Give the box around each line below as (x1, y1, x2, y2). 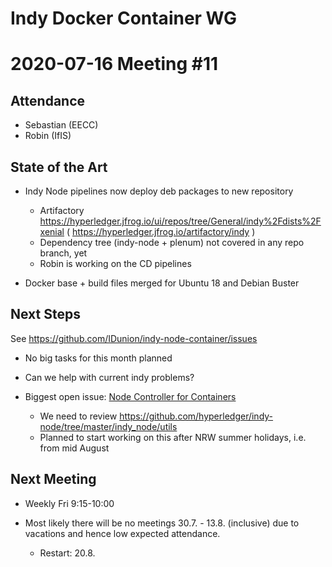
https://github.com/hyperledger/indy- (119, 410, 274, 422)
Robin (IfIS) (24, 130, 72, 142)
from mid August (39, 442, 110, 454)
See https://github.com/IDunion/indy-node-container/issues (10, 332, 258, 344)
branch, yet (39, 247, 88, 259)
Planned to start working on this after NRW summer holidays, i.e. (39, 431, 307, 443)
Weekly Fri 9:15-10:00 (24, 497, 115, 509)
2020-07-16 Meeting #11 (10, 53, 219, 76)
